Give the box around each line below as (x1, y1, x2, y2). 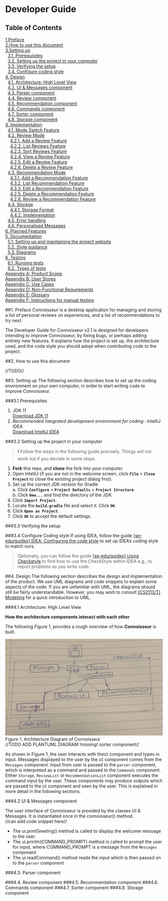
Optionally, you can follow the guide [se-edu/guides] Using (17, 553, 139, 559)
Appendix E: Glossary (5, 292, 50, 298)
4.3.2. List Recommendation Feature (9, 180, 85, 186)
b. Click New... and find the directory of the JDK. (12, 492, 113, 498)
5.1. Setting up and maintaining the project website (7, 239, 111, 245)
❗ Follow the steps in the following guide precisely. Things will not (17, 449, 151, 454)
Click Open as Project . (12, 508, 59, 514)
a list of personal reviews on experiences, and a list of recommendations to (5, 312, 160, 318)
